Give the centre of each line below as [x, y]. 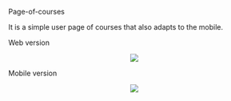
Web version [29, 42]
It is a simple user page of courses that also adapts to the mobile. [116, 27]
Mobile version [33, 73]
